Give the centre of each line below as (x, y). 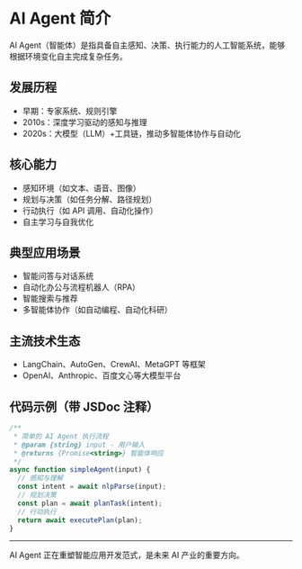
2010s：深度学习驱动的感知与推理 (85, 122)
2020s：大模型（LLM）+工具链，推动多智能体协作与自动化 (131, 133)
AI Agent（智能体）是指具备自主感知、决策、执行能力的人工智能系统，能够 (147, 45)
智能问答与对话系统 (58, 276)
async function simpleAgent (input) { (80, 470)
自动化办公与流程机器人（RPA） (81, 287)
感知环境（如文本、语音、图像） (81, 188)
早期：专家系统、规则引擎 (70, 111)
